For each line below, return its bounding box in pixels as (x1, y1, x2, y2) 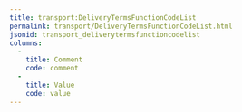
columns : (9, 38, 43, 48)
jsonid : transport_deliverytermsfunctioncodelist (9, 30, 201, 39)
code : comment (25, 64, 79, 73)
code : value (25, 89, 71, 98)
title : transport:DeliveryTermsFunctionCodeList (9, 13, 197, 23)
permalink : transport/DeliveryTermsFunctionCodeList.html (9, 22, 233, 31)
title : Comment (25, 55, 83, 64)
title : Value (25, 80, 75, 89)
